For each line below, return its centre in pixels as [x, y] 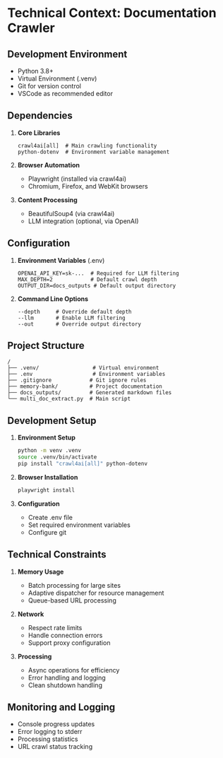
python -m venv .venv [49, 451]
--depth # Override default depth [74, 312]
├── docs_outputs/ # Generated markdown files [90, 393]
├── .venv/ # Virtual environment [83, 368]
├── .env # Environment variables [86, 374]
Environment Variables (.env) [61, 260]
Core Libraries [39, 133]
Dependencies [40, 116]
